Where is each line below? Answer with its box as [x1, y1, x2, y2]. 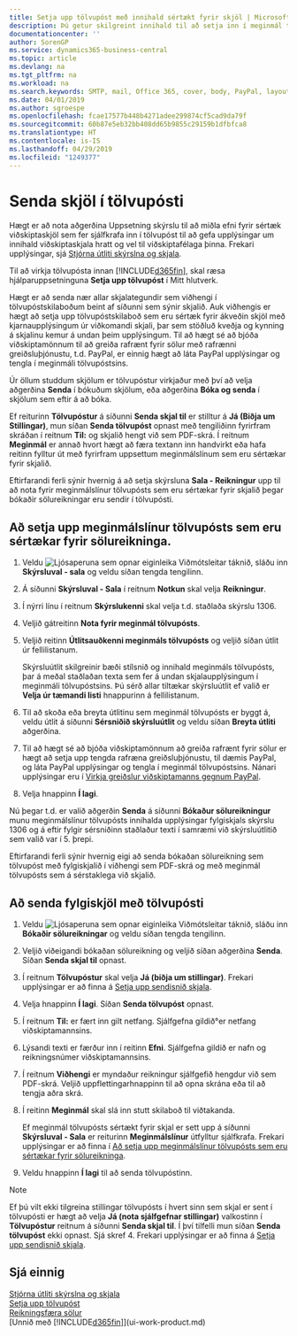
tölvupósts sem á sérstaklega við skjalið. [9, 869, 156, 881]
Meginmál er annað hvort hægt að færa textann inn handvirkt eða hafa [9, 439, 267, 450]
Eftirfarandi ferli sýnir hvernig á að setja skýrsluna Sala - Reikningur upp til [9, 475, 281, 486]
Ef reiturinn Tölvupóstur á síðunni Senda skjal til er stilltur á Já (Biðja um [9, 411, 276, 421]
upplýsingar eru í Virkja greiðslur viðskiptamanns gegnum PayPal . [21, 771, 262, 782]
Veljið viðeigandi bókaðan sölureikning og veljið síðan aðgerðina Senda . [21, 946, 283, 956]
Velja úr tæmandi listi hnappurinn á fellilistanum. [21, 690, 200, 700]
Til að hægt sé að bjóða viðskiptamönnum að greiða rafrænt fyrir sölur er [21, 743, 287, 753]
